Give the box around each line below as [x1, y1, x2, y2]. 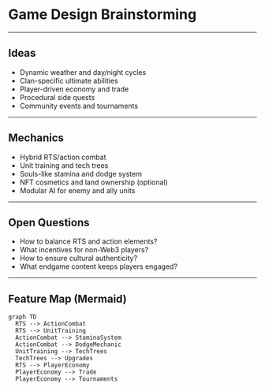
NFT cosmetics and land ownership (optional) [19, 177, 168, 187]
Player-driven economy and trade [19, 84, 129, 94]
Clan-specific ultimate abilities [19, 76, 118, 85]
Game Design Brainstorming [8, 6, 197, 24]
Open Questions [8, 215, 90, 229]
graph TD [8, 313, 37, 321]
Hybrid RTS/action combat [19, 152, 106, 162]
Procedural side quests [19, 92, 95, 102]
